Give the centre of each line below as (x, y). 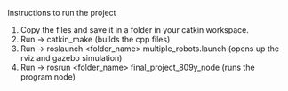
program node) (48, 77)
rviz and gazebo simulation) (71, 58)
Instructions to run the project (62, 13)
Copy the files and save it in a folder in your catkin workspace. (134, 30)
